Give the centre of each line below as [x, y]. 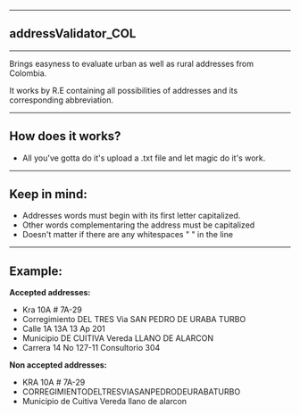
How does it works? [65, 136]
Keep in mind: [48, 194]
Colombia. [28, 73]
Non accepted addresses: [58, 365]
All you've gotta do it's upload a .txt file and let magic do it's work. [144, 158]
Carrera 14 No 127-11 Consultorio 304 [91, 348]
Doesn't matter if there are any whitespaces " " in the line [128, 235]
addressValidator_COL [73, 33]
